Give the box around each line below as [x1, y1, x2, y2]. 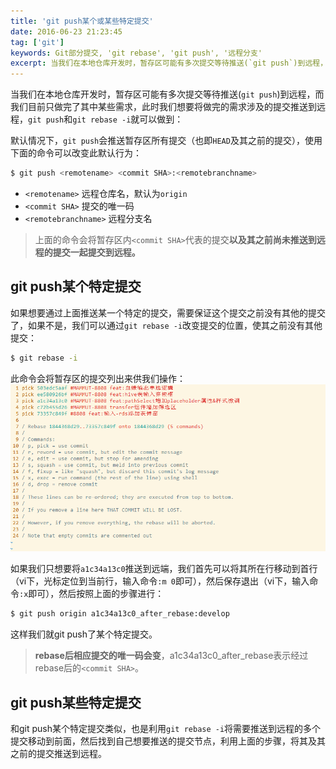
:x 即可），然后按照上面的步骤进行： [19, 588, 165, 600]
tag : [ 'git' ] [10, 37, 65, 47]
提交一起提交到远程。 [52, 246, 141, 258]
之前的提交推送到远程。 [10, 748, 107, 760]
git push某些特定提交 [10, 694, 142, 711]
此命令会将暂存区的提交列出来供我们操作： [10, 372, 186, 384]
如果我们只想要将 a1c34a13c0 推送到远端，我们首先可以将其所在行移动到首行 [10, 563, 318, 575]
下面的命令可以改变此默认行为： [10, 147, 142, 159]
